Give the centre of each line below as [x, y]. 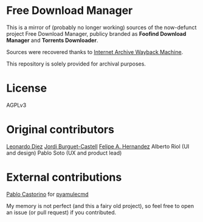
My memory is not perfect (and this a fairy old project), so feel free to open [100, 206]
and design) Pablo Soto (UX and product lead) [64, 153]
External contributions [64, 177]
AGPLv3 [16, 105]
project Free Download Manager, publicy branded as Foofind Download [96, 33]
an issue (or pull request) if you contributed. [61, 212]
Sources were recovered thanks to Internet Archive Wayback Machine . [95, 52]
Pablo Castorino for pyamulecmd [48, 194]
